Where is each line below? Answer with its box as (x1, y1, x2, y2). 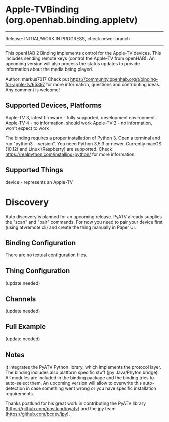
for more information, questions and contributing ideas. (46, 81, 161, 87)
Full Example (5, 322, 46, 331)
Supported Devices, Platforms (5, 101, 102, 110)
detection (5, 385, 25, 391)
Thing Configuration (5, 266, 70, 275)
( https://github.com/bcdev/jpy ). (5, 411, 70, 417)
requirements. (5, 390, 34, 396)
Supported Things (5, 166, 64, 174)
